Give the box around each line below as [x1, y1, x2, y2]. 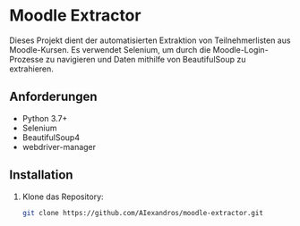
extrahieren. [9, 63, 54, 74]
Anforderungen [9, 89, 98, 105]
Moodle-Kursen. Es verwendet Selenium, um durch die [9, 44, 211, 54]
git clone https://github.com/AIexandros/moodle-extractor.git [21, 208, 264, 217]
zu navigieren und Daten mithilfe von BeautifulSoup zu [45, 54, 246, 64]
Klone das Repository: [21, 191, 105, 202]
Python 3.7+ [21, 113, 68, 123]
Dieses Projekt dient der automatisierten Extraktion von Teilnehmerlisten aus [9, 35, 291, 46]
